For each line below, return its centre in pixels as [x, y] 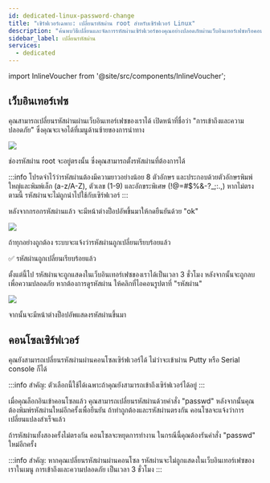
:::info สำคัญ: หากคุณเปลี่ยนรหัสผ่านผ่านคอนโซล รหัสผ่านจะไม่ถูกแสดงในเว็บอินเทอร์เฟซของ [131, 460]
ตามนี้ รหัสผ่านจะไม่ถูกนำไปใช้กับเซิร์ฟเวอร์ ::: [68, 194]
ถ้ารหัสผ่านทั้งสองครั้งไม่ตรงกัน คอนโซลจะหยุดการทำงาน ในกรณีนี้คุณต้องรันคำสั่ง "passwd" [132, 435]
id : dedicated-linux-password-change [72, 16]
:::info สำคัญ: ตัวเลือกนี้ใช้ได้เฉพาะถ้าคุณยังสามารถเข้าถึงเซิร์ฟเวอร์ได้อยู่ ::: [106, 385]
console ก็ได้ [28, 368]
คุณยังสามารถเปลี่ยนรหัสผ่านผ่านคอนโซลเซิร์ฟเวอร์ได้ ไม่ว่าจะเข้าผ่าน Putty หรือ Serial [124, 359]
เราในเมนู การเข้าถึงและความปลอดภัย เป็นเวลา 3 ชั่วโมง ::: [85, 469]
